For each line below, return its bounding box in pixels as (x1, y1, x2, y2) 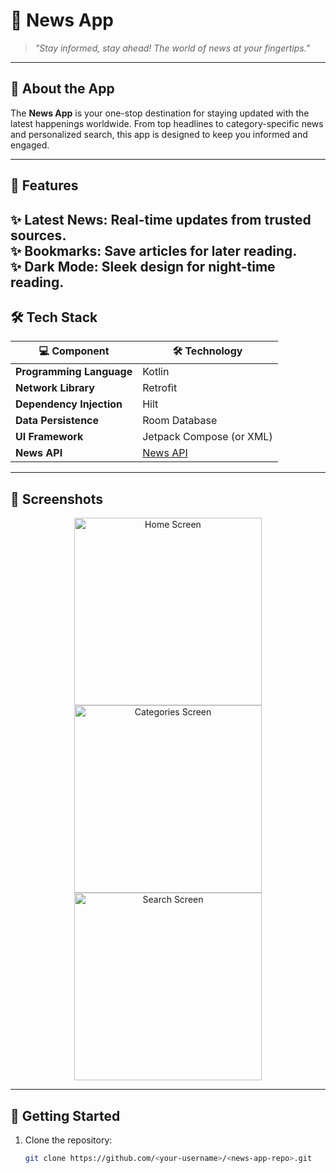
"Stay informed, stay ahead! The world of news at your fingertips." (34, 42, 311, 54)
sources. (10, 227, 67, 244)
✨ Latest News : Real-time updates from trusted (10, 211, 312, 228)
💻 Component (38, 344, 110, 358)
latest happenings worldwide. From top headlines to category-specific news (10, 117, 324, 129)
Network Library (15, 381, 95, 395)
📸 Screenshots (10, 490, 104, 508)
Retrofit (142, 381, 178, 395)
